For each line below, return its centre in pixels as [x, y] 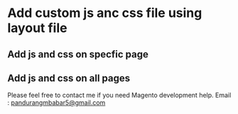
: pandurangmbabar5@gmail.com [56, 103]
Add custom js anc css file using [105, 13]
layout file [37, 28]
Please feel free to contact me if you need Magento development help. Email [119, 95]
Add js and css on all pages [69, 78]
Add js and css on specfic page [78, 54]
